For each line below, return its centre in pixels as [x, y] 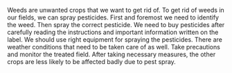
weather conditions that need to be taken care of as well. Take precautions [114, 47]
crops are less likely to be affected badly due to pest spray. [92, 62]
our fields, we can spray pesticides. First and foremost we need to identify [113, 17]
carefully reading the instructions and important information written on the [113, 32]
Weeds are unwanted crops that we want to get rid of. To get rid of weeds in [116, 10]
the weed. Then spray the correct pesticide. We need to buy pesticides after [116, 25]
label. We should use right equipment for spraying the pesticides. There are [115, 40]
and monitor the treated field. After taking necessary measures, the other [111, 54]
